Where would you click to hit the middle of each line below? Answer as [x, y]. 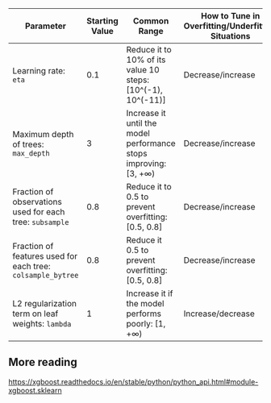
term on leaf [35, 314]
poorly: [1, [146, 324]
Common [151, 21]
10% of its [146, 60]
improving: [146, 163]
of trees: [28, 144]
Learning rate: [39, 71]
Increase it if [150, 293]
